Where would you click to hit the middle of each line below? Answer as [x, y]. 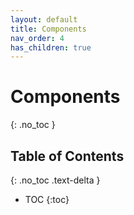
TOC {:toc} [47, 199]
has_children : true [51, 47]
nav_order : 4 [37, 38]
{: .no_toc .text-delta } [55, 180]
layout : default [44, 19]
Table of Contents [67, 156]
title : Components [48, 29]
